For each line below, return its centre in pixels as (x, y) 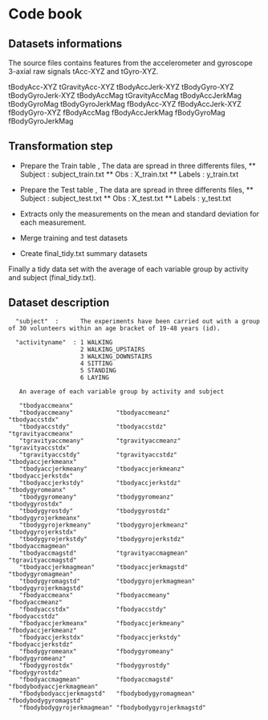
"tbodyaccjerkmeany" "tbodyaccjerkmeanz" (102, 469)
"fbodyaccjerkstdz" (41, 644)
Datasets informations (65, 44)
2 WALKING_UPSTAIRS (113, 349)
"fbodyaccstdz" (34, 616)
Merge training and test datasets (74, 238)
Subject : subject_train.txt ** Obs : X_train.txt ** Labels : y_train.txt (129, 174)
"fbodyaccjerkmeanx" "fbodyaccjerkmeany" (102, 623)
